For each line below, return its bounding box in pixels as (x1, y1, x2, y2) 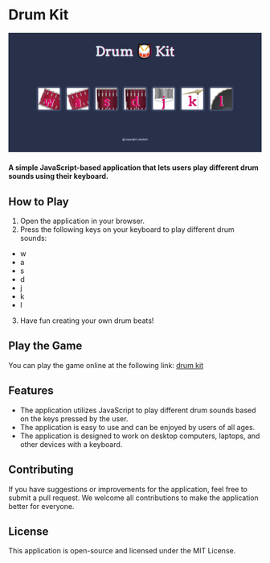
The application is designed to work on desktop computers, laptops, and (19, 431, 260, 441)
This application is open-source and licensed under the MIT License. (8, 546, 236, 556)
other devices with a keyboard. (19, 439, 123, 449)
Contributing (8, 463, 74, 477)
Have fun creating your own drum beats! (19, 316, 154, 325)
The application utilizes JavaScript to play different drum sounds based (19, 405, 256, 415)
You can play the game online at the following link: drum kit (8, 360, 204, 370)
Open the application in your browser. (19, 216, 145, 226)
